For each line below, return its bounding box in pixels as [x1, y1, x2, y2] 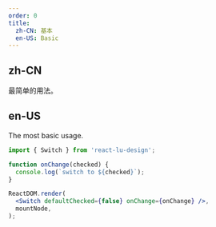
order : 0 [8, 11, 38, 20]
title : [8, 19, 30, 27]
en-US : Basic [15, 34, 59, 42]
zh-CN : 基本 [15, 26, 54, 34]
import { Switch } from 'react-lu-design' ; [8, 145, 156, 154]
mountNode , [15, 205, 52, 213]
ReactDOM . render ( [8, 189, 66, 198]
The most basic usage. [8, 130, 84, 140]
